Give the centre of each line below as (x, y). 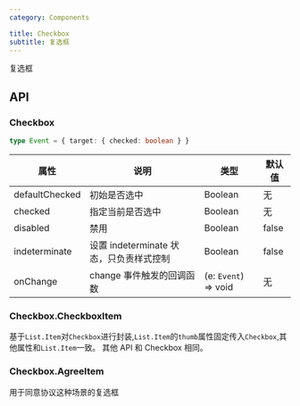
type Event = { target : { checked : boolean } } (100, 141)
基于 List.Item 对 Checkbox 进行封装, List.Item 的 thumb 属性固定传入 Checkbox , (144, 336)
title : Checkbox (39, 33)
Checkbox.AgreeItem (57, 371)
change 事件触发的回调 (137, 275)
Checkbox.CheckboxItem (66, 316)
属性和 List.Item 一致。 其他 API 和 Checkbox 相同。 (112, 348)
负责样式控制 (143, 258)
